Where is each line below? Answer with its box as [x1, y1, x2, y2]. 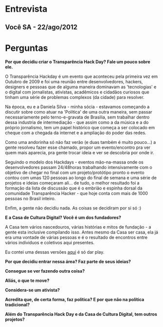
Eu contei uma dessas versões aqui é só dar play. [5, 249, 104, 255]
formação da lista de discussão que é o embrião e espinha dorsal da [5, 185, 143, 191]
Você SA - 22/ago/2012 [5, 23, 78, 31]
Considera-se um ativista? [5, 287, 60, 293]
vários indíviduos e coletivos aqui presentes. [5, 239, 95, 245]
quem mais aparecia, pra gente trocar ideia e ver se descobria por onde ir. [5, 149, 155, 155]
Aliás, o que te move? [5, 278, 50, 283]
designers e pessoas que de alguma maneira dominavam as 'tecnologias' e [5, 84, 157, 90]
